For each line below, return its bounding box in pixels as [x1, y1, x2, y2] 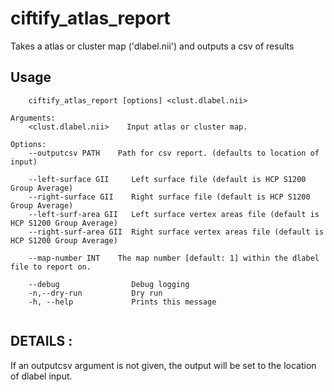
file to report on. [10, 262, 92, 272]
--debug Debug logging [28, 279, 190, 289]
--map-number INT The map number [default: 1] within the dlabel [28, 253, 320, 263]
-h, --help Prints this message [28, 297, 217, 307]
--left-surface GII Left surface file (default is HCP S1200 [28, 174, 307, 184]
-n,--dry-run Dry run [28, 288, 163, 298]
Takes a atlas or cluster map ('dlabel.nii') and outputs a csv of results [10, 40, 295, 52]
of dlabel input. [10, 370, 73, 382]
